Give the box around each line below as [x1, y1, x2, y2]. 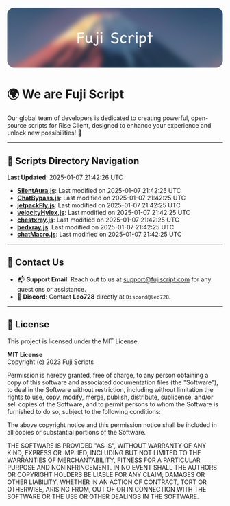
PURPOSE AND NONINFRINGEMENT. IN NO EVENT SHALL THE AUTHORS [7, 463, 218, 471]
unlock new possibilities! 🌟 [7, 128, 82, 137]
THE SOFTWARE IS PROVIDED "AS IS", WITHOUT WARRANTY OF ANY [7, 441, 207, 450]
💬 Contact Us [7, 257, 64, 268]
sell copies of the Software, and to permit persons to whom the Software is [7, 400, 219, 409]
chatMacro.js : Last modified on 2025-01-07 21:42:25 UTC [16, 231, 182, 239]
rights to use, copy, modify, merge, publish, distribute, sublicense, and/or [7, 393, 214, 401]
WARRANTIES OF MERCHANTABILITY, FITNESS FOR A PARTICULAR [7, 456, 201, 464]
